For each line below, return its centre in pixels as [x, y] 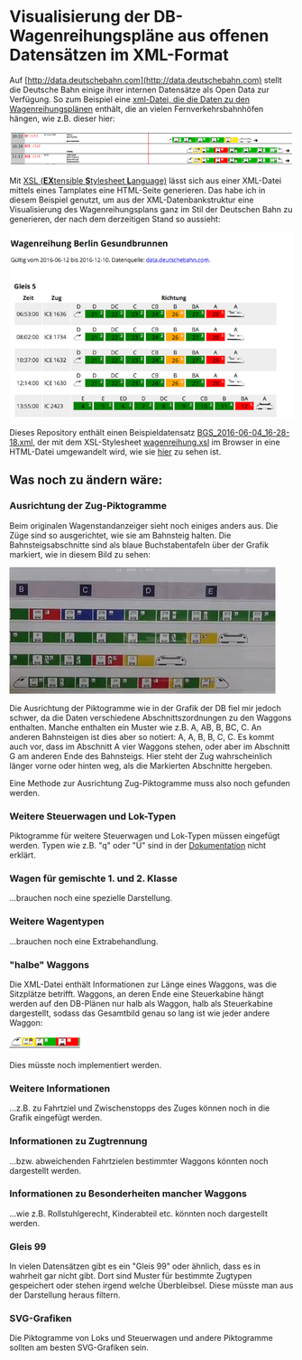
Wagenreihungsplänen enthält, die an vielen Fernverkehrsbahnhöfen [137, 108]
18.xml [21, 442]
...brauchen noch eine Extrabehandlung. [84, 941]
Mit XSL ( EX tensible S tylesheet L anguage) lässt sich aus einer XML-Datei [146, 180]
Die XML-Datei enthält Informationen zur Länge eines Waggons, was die [143, 984]
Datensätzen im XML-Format [119, 55]
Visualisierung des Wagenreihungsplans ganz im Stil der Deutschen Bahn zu [151, 209]
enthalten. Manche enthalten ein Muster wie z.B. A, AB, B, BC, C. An [136, 727]
